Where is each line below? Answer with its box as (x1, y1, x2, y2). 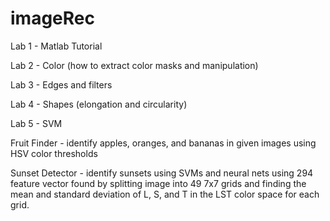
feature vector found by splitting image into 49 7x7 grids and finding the (10, 177, 307, 189)
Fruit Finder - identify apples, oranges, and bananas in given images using (10, 137, 317, 149)
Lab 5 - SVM (10, 117, 63, 129)
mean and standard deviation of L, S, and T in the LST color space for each (10, 188, 320, 200)
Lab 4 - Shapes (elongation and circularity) (10, 98, 188, 110)
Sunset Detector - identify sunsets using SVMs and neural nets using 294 (10, 167, 314, 179)
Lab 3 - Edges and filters (10, 78, 113, 91)
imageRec (10, 7, 95, 30)
